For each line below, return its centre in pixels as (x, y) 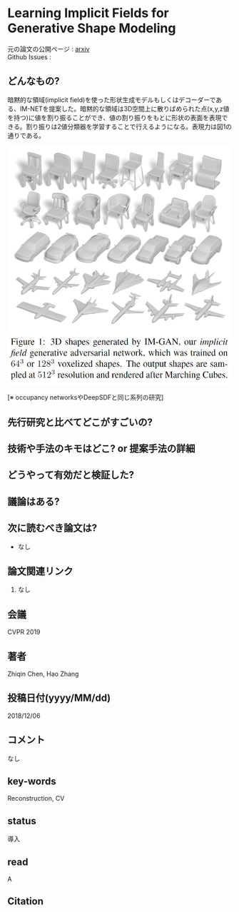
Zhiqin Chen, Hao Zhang (43, 674)
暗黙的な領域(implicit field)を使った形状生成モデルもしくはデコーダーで (112, 100)
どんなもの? (34, 81)
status (22, 821)
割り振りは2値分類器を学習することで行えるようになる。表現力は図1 (126, 126)
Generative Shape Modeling (92, 28)
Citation (26, 902)
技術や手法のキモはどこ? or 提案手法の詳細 (101, 449)
